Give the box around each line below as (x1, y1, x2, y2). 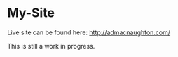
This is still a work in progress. (7, 42, 95, 50)
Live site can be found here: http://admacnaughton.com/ (7, 28, 170, 37)
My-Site (7, 5, 55, 21)
